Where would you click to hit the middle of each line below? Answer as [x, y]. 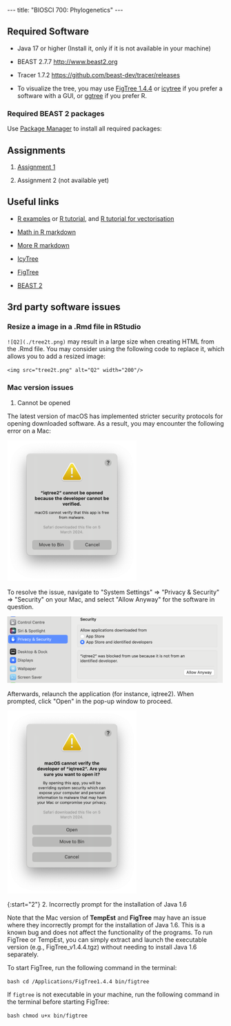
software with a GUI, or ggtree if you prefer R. [82, 95]
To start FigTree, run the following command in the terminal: [92, 968]
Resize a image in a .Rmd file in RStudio [74, 327]
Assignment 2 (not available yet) [63, 180]
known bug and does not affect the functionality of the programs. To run [110, 933]
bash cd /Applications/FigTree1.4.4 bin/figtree [78, 982]
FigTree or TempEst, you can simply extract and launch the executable [107, 940]
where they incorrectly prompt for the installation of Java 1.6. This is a [106, 925]
